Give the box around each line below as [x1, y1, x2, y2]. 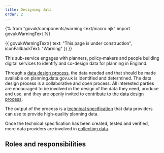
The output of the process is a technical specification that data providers [5, 106, 153, 112]
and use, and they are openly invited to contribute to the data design [5, 91, 144, 97]
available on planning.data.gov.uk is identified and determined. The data [5, 75, 152, 81]
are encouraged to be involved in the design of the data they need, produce [5, 85, 159, 91]
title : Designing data [5, 7, 52, 12]
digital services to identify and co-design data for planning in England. [5, 60, 148, 66]
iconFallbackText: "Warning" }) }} [5, 45, 72, 51]
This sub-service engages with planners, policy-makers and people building [5, 55, 160, 61]
